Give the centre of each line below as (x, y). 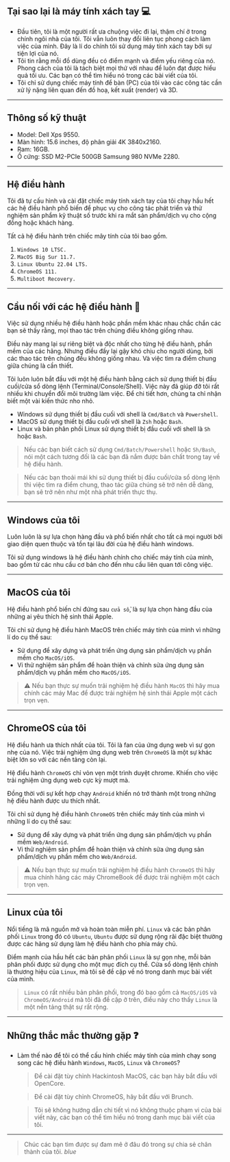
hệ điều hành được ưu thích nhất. (54, 801)
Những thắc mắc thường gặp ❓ (73, 1035)
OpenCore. (50, 1084)
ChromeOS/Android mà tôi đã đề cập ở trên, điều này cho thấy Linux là (120, 999)
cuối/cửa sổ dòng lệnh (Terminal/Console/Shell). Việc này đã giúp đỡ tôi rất (113, 386)
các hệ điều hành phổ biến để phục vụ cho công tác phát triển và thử (105, 208)
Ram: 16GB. (33, 149)
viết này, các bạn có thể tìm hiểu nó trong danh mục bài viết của (125, 1117)
